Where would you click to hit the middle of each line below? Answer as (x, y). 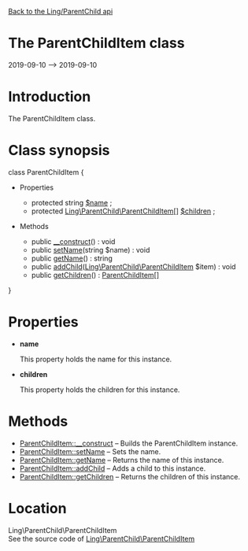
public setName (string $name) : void (91, 250)
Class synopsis (59, 151)
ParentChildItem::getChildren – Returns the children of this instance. (130, 476)
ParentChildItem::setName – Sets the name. (90, 451)
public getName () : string (72, 258)
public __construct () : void (73, 241)
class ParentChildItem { (46, 172)
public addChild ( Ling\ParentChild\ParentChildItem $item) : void (133, 266)
